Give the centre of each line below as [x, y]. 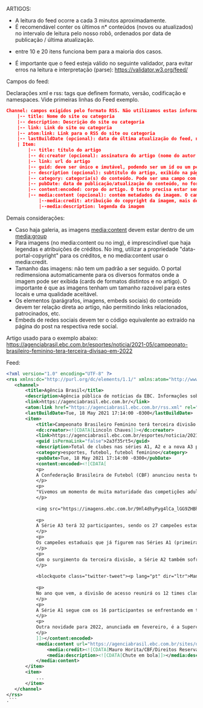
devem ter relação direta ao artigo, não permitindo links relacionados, [101, 307]
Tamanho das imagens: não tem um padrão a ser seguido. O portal [98, 268]
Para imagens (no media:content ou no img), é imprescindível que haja [103, 242]
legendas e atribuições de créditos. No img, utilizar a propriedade [97, 249]
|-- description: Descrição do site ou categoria [81, 122]
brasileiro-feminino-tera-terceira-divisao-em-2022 [69, 351]
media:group [31, 236]
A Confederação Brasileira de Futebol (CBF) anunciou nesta [113, 475]
